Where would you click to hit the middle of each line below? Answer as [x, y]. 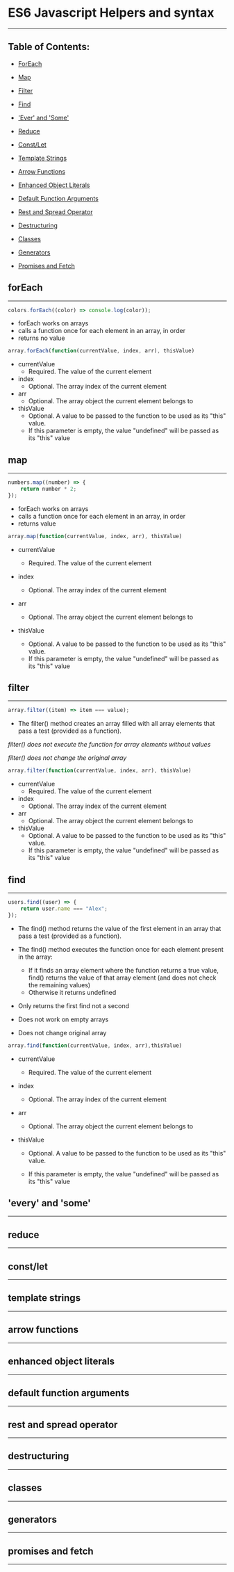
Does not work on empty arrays [63, 1019]
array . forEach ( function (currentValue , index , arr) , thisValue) [101, 351]
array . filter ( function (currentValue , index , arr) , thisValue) [100, 771]
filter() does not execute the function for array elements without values [109, 745]
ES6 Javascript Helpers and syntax [111, 13]
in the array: [35, 957]
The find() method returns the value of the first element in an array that [119, 928]
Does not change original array [62, 1032]
